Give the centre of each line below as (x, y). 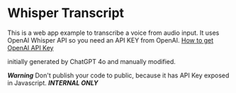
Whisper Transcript (66, 13)
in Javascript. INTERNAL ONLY (53, 82)
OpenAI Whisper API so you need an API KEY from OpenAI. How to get (111, 40)
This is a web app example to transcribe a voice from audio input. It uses (113, 33)
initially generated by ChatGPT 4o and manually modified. (91, 61)
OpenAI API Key (30, 48)
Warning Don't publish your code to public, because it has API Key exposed (118, 75)
